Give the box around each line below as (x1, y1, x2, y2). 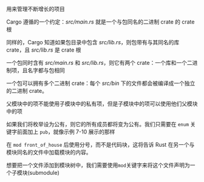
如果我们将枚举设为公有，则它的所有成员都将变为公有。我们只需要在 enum (6, 121, 189, 127)
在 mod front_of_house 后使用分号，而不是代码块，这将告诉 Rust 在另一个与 (6, 141, 195, 148)
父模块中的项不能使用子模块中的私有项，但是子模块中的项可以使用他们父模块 (6, 100, 198, 107)
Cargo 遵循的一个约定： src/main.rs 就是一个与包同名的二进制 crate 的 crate (6, 18, 195, 25)
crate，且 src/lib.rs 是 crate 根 (6, 46, 81, 53)
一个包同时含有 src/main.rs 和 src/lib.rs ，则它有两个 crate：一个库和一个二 (6, 59, 192, 66)
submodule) (29, 169, 59, 176)
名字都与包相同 (27, 67, 65, 74)
